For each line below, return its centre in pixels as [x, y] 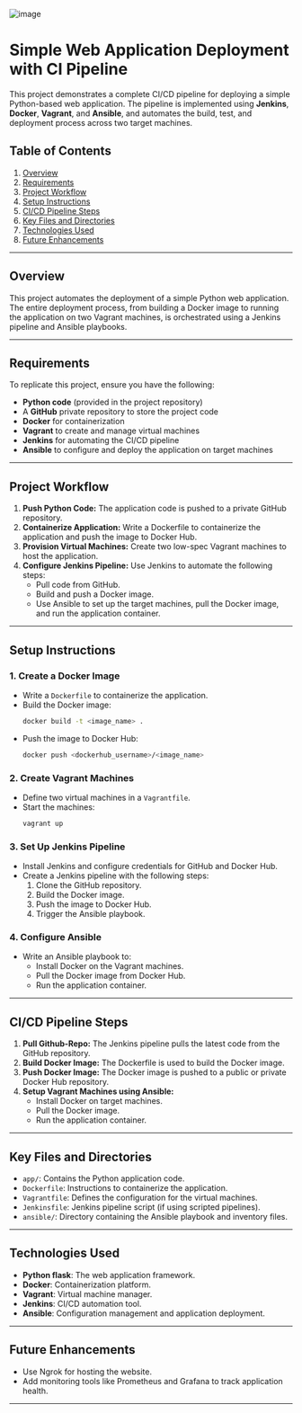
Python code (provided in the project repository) [113, 402]
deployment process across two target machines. [101, 122]
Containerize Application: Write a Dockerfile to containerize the [141, 528]
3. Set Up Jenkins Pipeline [67, 847]
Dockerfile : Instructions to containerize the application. [125, 1188]
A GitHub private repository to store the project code [120, 412]
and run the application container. [98, 613]
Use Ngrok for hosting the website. [87, 1372]
